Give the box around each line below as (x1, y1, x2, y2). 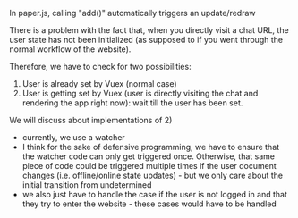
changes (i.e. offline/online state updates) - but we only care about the (21, 170, 284, 180)
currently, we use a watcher (21, 132, 125, 142)
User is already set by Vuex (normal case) (21, 79, 177, 88)
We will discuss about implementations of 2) (9, 115, 173, 125)
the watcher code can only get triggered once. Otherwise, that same (21, 151, 276, 162)
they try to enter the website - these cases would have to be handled (21, 198, 277, 209)
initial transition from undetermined (21, 180, 152, 190)
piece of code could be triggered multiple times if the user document (21, 161, 277, 171)
